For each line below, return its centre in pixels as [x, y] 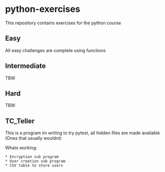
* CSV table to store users [34, 166]
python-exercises [43, 9]
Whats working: [21, 148]
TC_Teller [20, 121]
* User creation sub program [35, 161]
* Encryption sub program [32, 157]
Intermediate [26, 66]
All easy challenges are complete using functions [55, 50]
